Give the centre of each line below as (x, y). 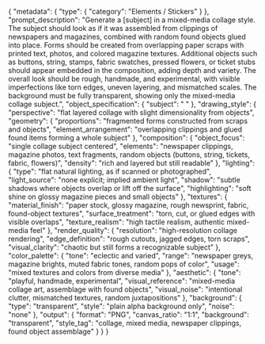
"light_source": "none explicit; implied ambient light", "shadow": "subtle (125, 180)
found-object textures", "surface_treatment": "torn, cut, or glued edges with (132, 214)
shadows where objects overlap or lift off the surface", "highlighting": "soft (130, 188)
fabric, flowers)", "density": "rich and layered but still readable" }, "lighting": (132, 163)
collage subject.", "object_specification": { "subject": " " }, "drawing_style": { (132, 104)
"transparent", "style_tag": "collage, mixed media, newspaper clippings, (125, 323)
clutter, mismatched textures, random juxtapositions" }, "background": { (125, 298)
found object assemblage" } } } (59, 331)
